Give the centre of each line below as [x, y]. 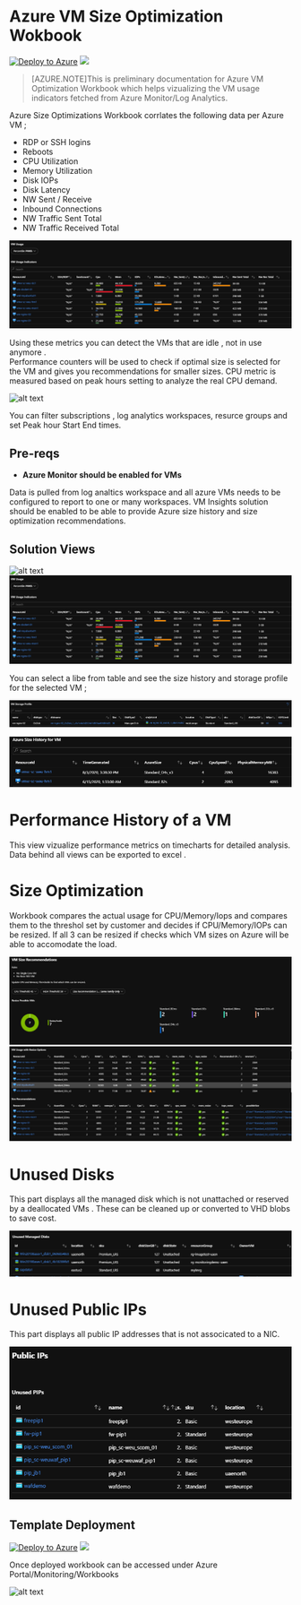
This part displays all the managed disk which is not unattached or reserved [149, 1199]
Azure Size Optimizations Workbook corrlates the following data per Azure [146, 115]
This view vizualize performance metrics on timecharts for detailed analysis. [150, 845]
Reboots [38, 151]
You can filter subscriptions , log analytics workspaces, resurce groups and [149, 416]
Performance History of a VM [120, 820]
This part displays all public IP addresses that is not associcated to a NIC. [145, 1334]
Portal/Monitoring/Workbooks [64, 1574]
